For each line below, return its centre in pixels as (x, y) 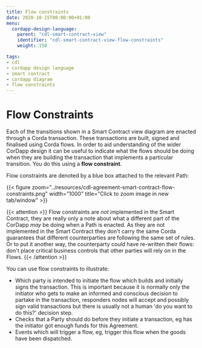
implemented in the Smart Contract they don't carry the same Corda (91, 232)
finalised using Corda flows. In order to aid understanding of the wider (94, 145)
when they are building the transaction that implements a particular (90, 158)
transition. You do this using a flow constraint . (64, 164)
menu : (13, 23)
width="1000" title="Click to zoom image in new (109, 194)
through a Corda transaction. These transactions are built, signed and (93, 138)
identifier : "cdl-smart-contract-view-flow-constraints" (90, 40)
